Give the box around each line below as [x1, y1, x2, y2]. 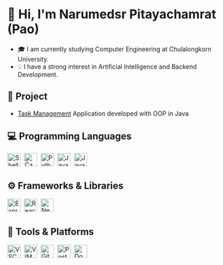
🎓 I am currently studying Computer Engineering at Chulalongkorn [17, 45, 212, 53]
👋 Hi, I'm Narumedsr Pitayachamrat [7, 6, 217, 22]
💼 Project [7, 90, 48, 102]
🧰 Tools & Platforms [7, 226, 95, 238]
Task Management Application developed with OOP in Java [17, 109, 189, 118]
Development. [17, 70, 58, 79]
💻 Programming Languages [7, 130, 132, 142]
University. [17, 55, 49, 63]
